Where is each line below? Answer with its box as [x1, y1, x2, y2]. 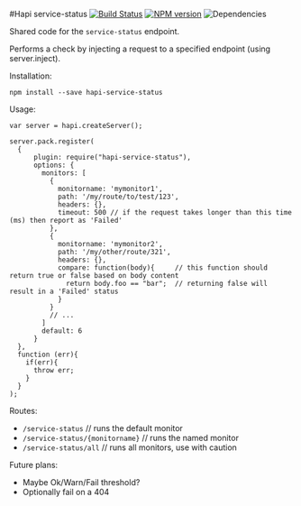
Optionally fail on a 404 [22, 487, 110, 497]
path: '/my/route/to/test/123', [57, 192, 179, 201]
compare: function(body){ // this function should [57, 263, 269, 272]
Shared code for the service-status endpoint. [9, 26, 180, 36]
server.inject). [9, 53, 61, 63]
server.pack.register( [9, 137, 95, 146]
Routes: [9, 406, 38, 416]
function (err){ [17, 350, 78, 359]
